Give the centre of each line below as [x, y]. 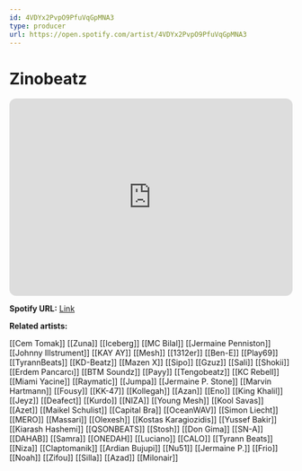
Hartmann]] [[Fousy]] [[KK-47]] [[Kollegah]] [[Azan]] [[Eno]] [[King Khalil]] [146, 391]
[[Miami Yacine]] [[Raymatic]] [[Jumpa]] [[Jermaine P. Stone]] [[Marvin [141, 381]
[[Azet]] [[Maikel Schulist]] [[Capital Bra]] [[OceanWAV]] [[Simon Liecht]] [144, 410]
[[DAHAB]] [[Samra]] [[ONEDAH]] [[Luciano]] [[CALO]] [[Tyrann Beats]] [141, 439]
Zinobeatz [48, 78]
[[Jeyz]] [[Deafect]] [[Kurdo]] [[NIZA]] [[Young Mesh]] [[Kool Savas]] [137, 401]
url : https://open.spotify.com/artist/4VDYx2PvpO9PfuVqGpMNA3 [128, 34]
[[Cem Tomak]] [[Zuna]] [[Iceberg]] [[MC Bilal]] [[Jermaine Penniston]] [140, 344]
